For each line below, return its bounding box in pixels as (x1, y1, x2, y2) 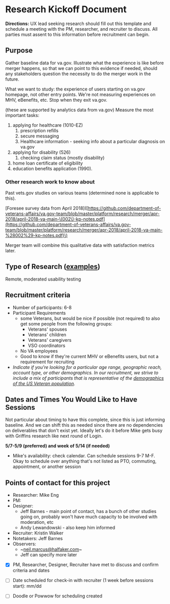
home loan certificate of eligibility (12, 160, 83, 166)
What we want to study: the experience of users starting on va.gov (5, 86, 145, 92)
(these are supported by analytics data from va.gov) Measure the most (5, 106, 154, 113)
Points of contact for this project (5, 478, 110, 487)
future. (5, 76, 19, 82)
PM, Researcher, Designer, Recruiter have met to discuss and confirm (12, 562, 159, 568)
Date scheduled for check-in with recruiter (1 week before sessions (12, 577, 154, 584)
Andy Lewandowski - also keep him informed (20, 525, 116, 531)
